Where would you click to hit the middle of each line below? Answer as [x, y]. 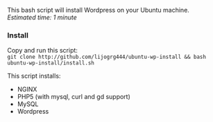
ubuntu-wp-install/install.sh [51, 63]
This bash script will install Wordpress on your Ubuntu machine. [98, 10]
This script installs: [34, 76]
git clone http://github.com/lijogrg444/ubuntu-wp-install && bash [107, 57]
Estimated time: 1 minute [42, 17]
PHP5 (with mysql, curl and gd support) [74, 97]
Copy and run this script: [43, 51]
